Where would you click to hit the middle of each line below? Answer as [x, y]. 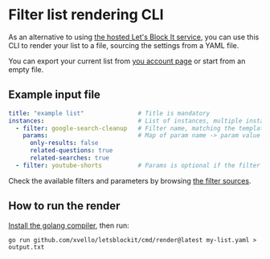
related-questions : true [71, 151]
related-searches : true [70, 158]
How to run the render [64, 206]
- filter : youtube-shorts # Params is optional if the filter [138, 165]
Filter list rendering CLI [86, 15]
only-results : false [64, 143]
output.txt [27, 247]
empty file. [26, 69]
